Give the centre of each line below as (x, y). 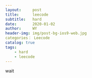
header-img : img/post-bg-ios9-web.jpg (46, 33)
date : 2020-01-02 (30, 24)
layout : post (24, 10)
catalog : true (20, 43)
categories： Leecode (28, 38)
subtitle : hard (24, 19)
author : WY (21, 29)
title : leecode (27, 15)
